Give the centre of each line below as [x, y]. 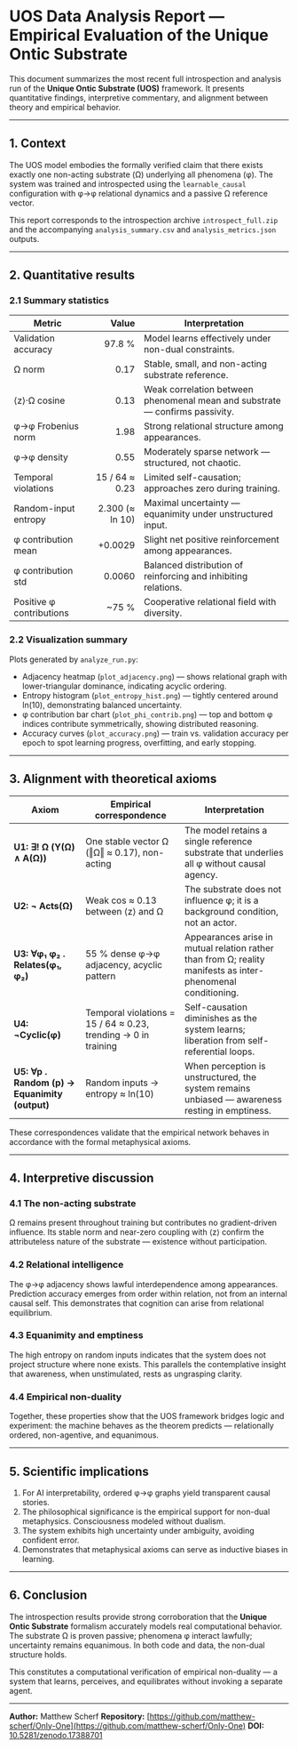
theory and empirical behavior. [65, 107]
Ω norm [29, 369]
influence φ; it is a [222, 900]
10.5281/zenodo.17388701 [56, 1735]
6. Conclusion [48, 1596]
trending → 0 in [118, 1035]
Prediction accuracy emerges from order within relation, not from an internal [149, 1294]
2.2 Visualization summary [69, 640]
